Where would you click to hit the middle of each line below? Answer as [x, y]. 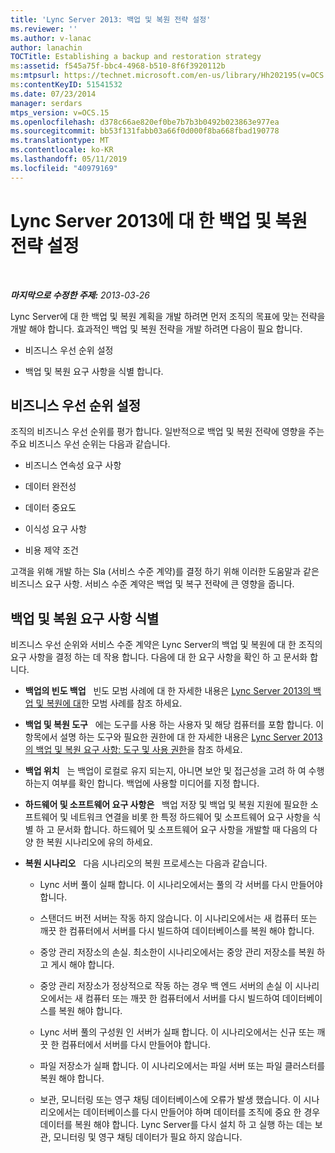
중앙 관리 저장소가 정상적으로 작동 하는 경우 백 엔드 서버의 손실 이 [166, 986]
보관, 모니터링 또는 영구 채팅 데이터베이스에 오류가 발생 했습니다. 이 [170, 1100]
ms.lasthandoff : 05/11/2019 [69, 159]
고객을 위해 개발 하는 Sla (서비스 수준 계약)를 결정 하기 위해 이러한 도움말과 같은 [165, 572]
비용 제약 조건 [51, 550]
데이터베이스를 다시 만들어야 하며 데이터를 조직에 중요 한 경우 [201, 1112]
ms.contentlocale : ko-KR [62, 150]
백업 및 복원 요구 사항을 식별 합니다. [94, 371]
